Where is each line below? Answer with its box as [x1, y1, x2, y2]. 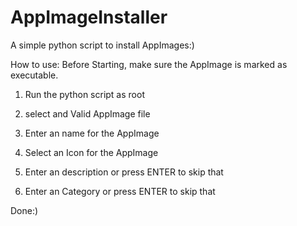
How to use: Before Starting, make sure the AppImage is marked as [10, 58, 288, 70]
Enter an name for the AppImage [24, 127, 160, 139]
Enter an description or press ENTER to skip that [24, 166, 224, 178]
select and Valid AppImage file [24, 107, 151, 120]
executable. [10, 69, 59, 81]
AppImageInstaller [10, 6, 168, 29]
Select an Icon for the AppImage [24, 146, 159, 158]
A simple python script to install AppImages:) [10, 39, 195, 51]
